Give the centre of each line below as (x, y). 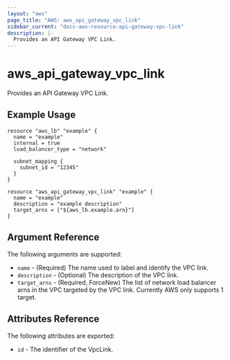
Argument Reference (53, 237)
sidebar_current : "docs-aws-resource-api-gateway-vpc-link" (96, 26)
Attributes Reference (53, 319)
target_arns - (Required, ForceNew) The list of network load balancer (117, 282)
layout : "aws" (28, 14)
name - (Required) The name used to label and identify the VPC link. (113, 268)
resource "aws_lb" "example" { (52, 131)
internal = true (37, 143)
